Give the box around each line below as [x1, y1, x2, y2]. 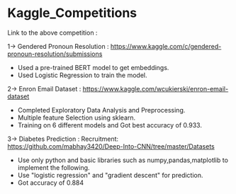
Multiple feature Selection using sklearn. [17, 113, 136, 122]
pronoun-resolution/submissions [7, 50, 103, 58]
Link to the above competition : [7, 28, 98, 37]
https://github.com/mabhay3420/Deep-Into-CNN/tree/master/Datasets [7, 142, 215, 150]
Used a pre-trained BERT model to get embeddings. [17, 63, 169, 72]
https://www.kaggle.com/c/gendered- [110, 42, 222, 50]
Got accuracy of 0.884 [17, 178, 84, 187]
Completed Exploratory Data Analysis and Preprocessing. [17, 105, 186, 114]
